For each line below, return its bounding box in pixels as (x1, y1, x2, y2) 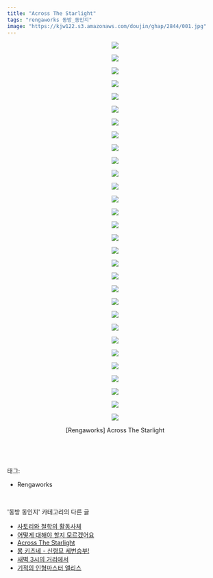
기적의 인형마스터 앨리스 (16, 564, 82, 572)
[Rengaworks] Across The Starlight (65, 426, 165, 434)
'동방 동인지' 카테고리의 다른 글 (7, 508, 90, 516)
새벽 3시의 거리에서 (16, 555, 69, 564)
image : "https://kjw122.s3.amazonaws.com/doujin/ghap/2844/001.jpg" (7, 23, 207, 29)
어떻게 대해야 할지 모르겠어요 (16, 531, 95, 539)
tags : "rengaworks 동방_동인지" (7, 16, 92, 23)
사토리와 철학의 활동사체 (16, 523, 82, 531)
